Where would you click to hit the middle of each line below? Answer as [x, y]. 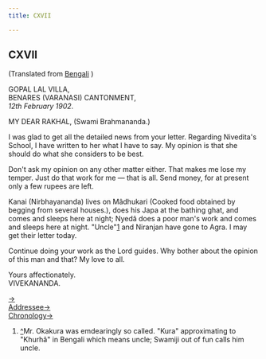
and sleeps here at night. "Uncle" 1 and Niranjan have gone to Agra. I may [128, 227]
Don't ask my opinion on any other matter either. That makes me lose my [127, 170]
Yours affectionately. [42, 275]
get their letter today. [43, 236]
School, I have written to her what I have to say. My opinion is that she [123, 146]
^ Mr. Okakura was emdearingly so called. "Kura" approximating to [128, 331]
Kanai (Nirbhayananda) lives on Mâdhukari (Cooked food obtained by [122, 202]
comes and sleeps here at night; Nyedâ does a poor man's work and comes [133, 219]
